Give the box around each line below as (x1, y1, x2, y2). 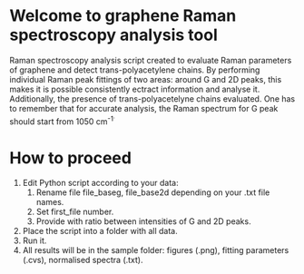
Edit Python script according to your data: (22, 178, 179, 189)
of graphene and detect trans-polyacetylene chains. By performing (9, 64, 260, 75)
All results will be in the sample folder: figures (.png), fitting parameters (22, 245, 289, 256)
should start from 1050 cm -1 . (9, 113, 115, 127)
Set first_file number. (35, 206, 114, 218)
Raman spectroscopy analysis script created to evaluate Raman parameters (9, 54, 292, 65)
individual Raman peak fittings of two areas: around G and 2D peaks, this (9, 73, 282, 84)
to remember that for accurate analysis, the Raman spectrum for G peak (9, 103, 279, 113)
